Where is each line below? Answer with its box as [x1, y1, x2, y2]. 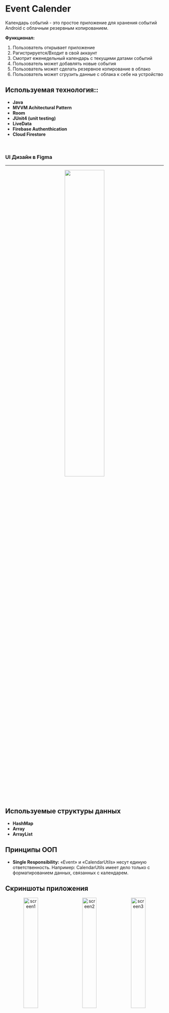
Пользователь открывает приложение [12, 44, 95, 50]
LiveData [12, 120, 32, 126]
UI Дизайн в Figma [5, 153, 53, 160]
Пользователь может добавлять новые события [12, 60, 117, 66]
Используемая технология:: [5, 86, 99, 95]
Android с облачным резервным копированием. [5, 25, 109, 31]
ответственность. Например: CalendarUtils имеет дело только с [12, 864, 150, 870]
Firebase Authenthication [12, 126, 67, 132]
